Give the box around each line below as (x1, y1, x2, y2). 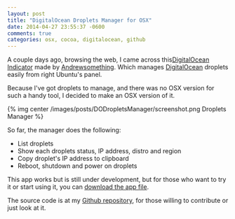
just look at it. (7, 204, 46, 212)
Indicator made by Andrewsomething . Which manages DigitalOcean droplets (7, 63, 229, 71)
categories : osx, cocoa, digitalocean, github (7, 36, 146, 43)
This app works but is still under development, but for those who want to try (7, 176, 227, 184)
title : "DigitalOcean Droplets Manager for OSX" (7, 17, 152, 24)
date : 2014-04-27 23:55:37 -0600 (7, 23, 105, 30)
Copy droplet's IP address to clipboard (17, 155, 130, 163)
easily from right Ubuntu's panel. (7, 71, 102, 79)
